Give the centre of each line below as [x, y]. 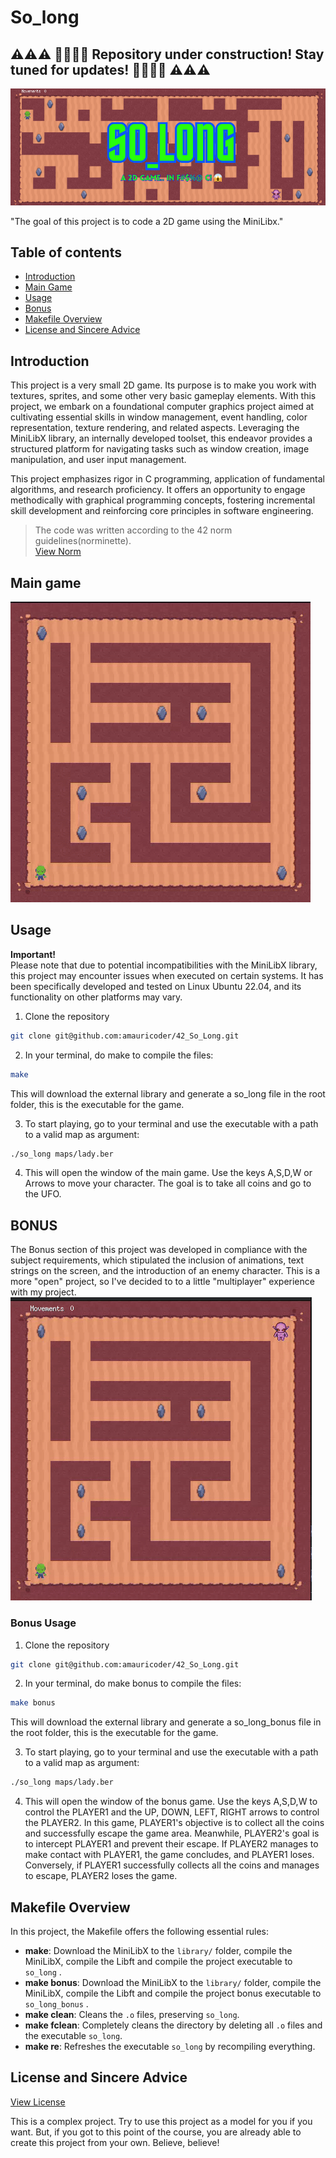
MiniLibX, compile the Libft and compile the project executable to [158, 1961]
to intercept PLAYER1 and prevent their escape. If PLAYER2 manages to [171, 1844]
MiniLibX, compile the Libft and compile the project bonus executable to [173, 1993]
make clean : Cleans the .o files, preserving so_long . [132, 2014]
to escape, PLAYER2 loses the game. [101, 1876]
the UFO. [43, 1194]
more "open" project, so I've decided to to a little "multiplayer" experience [162, 1282]
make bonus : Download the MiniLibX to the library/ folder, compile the [173, 1982]
